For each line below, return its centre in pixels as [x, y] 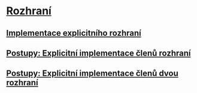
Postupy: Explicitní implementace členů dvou [92, 74]
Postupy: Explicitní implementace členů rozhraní [99, 53]
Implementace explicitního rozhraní [74, 33]
